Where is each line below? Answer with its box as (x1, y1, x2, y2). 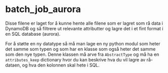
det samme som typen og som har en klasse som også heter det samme (5, 46, 156, 52)
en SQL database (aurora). (5, 31, 61, 37)
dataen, (5, 62, 21, 68)
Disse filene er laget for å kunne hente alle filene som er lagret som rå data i (5, 20, 163, 26)
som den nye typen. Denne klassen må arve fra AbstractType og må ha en (5, 51, 159, 57)
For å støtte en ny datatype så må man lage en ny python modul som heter (5, 40, 160, 46)
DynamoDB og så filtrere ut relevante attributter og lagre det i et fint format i (5, 25, 163, 31)
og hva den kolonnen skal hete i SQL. (22, 62, 100, 68)
